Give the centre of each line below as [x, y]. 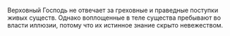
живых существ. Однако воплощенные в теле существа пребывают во [114, 18]
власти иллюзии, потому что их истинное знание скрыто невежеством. [115, 25]
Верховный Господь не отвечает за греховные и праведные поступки [113, 10]
